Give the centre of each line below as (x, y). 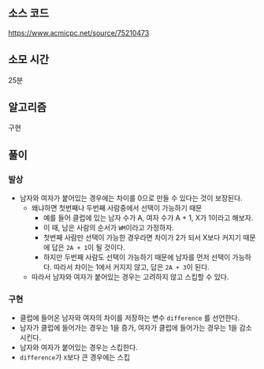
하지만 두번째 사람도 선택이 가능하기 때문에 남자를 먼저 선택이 (137, 257)
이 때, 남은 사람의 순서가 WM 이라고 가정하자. (109, 228)
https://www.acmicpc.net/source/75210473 (79, 32)
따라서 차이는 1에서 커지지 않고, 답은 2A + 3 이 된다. (132, 267)
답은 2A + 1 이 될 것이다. (89, 248)
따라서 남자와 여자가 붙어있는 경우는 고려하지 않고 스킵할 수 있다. (130, 277)
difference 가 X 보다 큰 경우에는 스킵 (75, 357)
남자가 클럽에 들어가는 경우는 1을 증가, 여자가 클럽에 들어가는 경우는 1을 (128, 328)
